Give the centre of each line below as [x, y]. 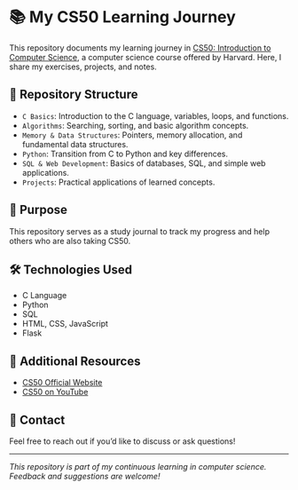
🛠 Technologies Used [71, 269]
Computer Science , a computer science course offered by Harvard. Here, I [145, 57]
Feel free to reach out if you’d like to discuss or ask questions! [122, 441]
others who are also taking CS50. [70, 241]
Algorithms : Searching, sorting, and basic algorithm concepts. [135, 125]
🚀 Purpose [39, 210]
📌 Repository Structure [74, 95]
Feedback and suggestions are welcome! [85, 476]
